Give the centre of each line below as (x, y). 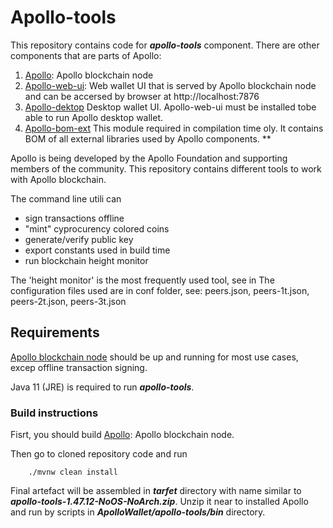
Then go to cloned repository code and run (99, 454)
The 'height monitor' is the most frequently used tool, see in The (142, 280)
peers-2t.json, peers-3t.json (68, 301)
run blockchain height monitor (86, 260)
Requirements (55, 332)
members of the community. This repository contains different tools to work (166, 168)
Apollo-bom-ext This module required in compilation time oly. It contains (174, 128)
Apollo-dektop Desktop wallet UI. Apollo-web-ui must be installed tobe (170, 107)
